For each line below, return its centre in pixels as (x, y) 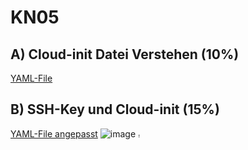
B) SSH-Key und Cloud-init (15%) (115, 109)
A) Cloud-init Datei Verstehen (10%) (125, 54)
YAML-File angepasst (54, 133)
